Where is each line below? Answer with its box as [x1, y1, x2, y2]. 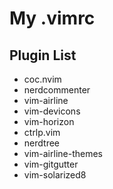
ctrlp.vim [23, 127, 61, 138]
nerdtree [23, 137, 60, 149]
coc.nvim [23, 73, 62, 85]
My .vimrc [9, 7, 96, 30]
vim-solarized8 [23, 169, 87, 181]
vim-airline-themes [23, 148, 103, 159]
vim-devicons [23, 105, 81, 117]
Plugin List [9, 47, 77, 64]
